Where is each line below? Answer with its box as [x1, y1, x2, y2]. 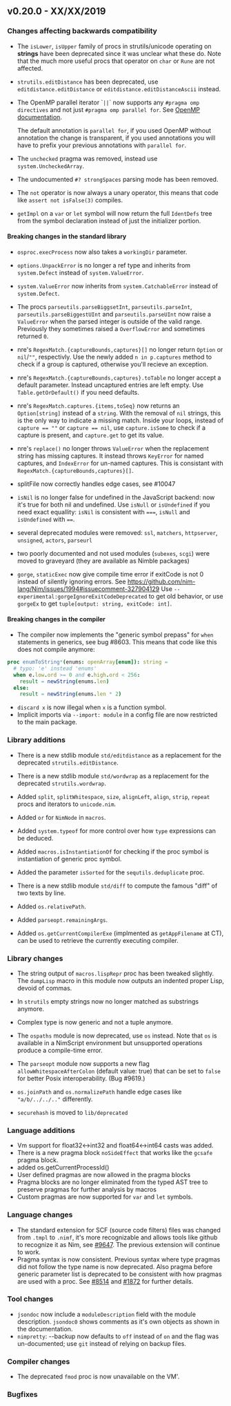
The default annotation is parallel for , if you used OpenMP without [17, 126, 212, 134]
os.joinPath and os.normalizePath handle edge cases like [17, 1087, 182, 1096]
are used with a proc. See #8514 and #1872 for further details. [17, 1277, 194, 1285]
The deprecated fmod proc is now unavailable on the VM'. [17, 1372, 180, 1381]
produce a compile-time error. [17, 1046, 103, 1054]
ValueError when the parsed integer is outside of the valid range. [17, 317, 202, 326]
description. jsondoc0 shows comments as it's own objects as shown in [17, 1317, 219, 1326]
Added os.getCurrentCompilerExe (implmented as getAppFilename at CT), [17, 929, 224, 937]
